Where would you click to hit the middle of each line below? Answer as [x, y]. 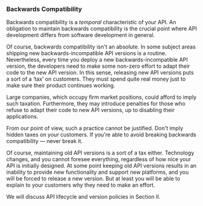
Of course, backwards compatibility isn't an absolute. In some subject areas [101, 47]
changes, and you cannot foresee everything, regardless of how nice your [99, 159]
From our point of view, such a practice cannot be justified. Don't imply [95, 128]
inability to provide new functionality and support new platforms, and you [98, 172]
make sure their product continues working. [61, 85]
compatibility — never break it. [45, 141]
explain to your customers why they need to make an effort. [81, 185]
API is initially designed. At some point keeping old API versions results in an [101, 166]
